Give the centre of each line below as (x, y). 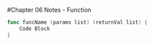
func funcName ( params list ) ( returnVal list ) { (77, 22)
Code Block (35, 29)
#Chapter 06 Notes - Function (49, 10)
